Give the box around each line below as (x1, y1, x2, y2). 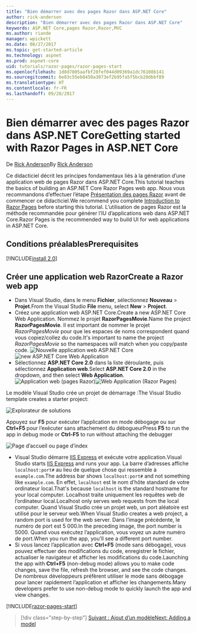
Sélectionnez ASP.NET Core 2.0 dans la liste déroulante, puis (14, 359, 164, 366)
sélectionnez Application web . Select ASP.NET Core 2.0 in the (14, 366, 166, 373)
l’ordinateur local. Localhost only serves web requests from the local (14, 498, 179, 505)
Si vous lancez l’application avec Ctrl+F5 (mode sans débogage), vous (14, 541, 186, 548)
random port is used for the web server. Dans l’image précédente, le (14, 516, 181, 523)
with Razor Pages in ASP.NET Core (6, 141, 178, 154)
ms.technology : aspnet (6, 52, 62, 58)
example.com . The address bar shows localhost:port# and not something (14, 472, 190, 480)
